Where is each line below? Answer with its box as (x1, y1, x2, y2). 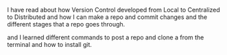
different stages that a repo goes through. (7, 20, 126, 28)
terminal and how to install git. (7, 41, 93, 48)
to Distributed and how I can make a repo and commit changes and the (7, 13, 208, 21)
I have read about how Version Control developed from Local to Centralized (7, 6, 221, 14)
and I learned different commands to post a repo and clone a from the (7, 33, 204, 41)
